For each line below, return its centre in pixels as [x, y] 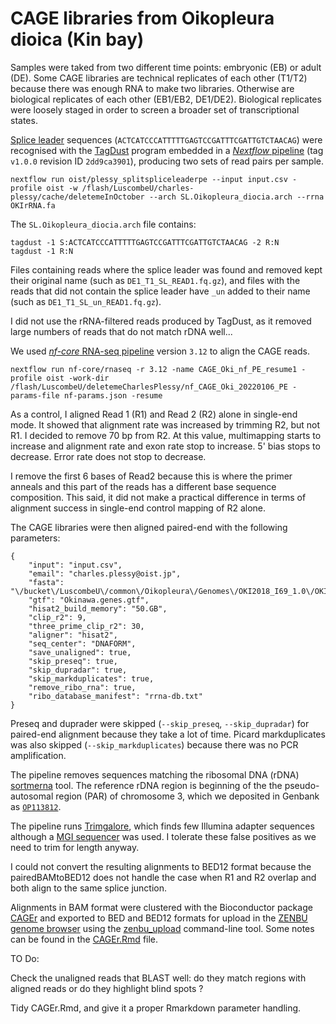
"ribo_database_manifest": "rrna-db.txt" [115, 696]
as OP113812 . [36, 806]
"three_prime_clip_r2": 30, [86, 626]
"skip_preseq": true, [73, 661]
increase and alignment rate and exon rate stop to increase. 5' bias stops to [165, 446]
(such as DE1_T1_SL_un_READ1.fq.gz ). [86, 301]
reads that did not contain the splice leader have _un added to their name [160, 291]
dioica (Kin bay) [77, 39]
